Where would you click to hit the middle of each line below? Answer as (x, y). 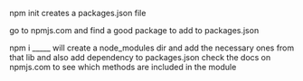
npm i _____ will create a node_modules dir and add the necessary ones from (152, 48)
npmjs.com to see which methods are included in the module (123, 67)
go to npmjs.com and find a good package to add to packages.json (134, 30)
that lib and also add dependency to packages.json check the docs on (140, 57)
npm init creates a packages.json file (78, 13)
